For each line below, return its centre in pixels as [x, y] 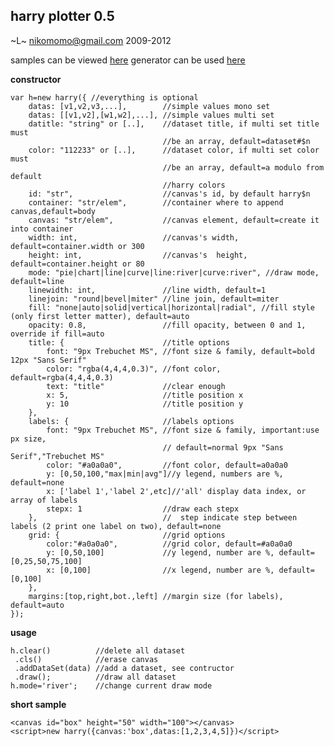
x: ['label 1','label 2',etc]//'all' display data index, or [176, 491]
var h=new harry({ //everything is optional [104, 97]
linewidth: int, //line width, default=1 [147, 290]
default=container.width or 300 [77, 246]
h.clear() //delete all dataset [98, 650]
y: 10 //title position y [145, 404]
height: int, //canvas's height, [138, 255]
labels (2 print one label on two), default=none [116, 526]
